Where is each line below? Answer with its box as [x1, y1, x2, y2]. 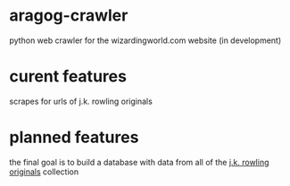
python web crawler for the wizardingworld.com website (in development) [9, 35, 282, 46]
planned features [9, 127, 139, 148]
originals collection [9, 166, 79, 177]
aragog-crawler [9, 5, 128, 26]
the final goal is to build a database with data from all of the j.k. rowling [9, 156, 269, 167]
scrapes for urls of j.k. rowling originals [9, 96, 153, 106]
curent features [9, 66, 128, 87]
